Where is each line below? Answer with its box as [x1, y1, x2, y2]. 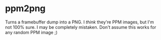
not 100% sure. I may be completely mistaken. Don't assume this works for [5, 24, 157, 30]
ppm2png [5, 3, 46, 14]
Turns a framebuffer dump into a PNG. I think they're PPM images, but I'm [5, 19, 154, 25]
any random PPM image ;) [5, 29, 58, 35]
